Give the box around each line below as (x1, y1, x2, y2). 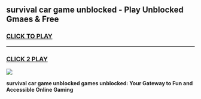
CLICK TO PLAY (6, 32, 53, 41)
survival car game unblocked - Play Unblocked (6, 5, 184, 15)
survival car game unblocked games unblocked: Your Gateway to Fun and (6, 79, 193, 86)
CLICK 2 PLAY (6, 55, 48, 63)
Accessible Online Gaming (6, 86, 74, 93)
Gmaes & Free (6, 14, 59, 25)
